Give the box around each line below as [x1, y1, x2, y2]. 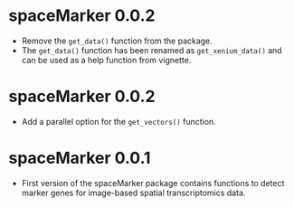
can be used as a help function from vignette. [21, 54, 192, 65]
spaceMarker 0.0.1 [8, 148, 151, 168]
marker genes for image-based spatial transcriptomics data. [21, 187, 246, 198]
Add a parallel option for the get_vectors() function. [21, 116, 216, 127]
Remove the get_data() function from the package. [21, 35, 213, 46]
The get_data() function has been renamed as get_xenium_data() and [21, 44, 282, 55]
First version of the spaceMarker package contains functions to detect [21, 177, 285, 188]
